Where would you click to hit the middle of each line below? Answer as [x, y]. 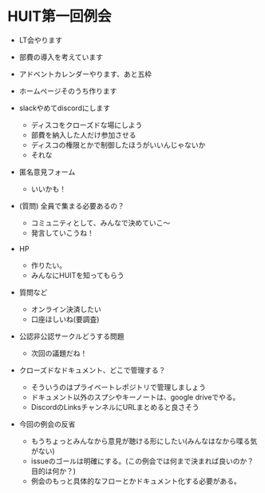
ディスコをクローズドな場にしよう [87, 125]
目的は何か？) [53, 471]
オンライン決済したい [66, 309]
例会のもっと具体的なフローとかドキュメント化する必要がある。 [136, 481]
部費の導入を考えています [61, 57]
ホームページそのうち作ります [68, 91]
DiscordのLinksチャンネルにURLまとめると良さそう [115, 407]
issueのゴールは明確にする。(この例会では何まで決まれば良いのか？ [142, 461]
